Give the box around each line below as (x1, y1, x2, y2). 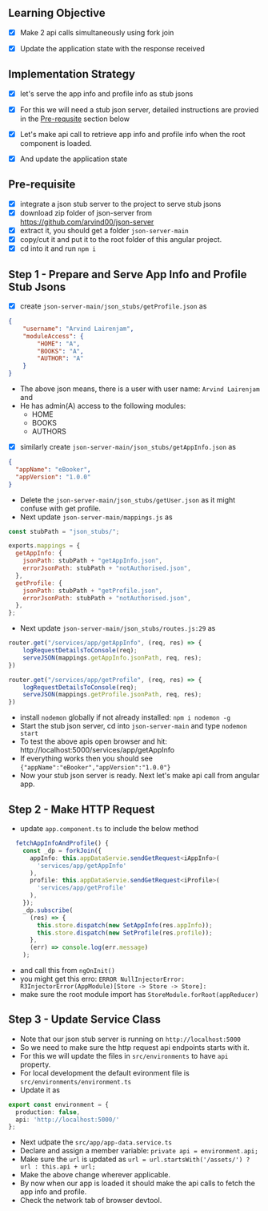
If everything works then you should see (19, 753, 154, 764)
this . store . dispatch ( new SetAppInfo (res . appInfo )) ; (37, 921, 214, 929)
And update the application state (19, 154, 128, 163)
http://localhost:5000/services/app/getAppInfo (19, 745, 174, 755)
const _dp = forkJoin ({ (22, 846, 102, 854)
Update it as (19, 1085, 60, 1095)
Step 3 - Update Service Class (8, 1013, 162, 1027)
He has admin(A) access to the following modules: (19, 401, 186, 410)
